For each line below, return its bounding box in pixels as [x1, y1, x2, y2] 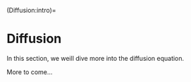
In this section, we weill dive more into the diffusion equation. [6, 54, 185, 62]
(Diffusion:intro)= [6, 6, 57, 14]
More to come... [6, 67, 53, 76]
